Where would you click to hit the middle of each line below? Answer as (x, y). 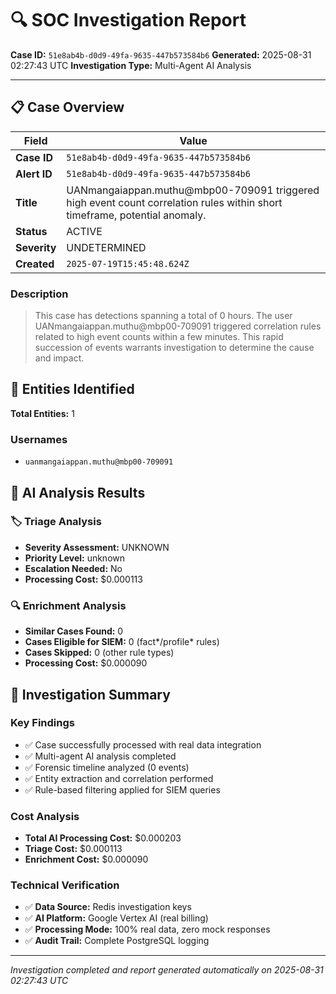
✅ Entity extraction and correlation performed (119, 778)
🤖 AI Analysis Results (78, 492)
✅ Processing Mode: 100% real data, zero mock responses (147, 929)
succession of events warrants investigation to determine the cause (174, 348)
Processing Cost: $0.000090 (86, 663)
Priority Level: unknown (75, 558)
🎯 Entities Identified (72, 389)
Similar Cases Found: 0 (74, 631)
